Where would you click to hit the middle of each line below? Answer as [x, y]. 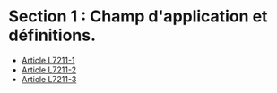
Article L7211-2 [49, 70]
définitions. [52, 35]
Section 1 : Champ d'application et [138, 17]
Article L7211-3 [49, 79]
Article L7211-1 [48, 60]
